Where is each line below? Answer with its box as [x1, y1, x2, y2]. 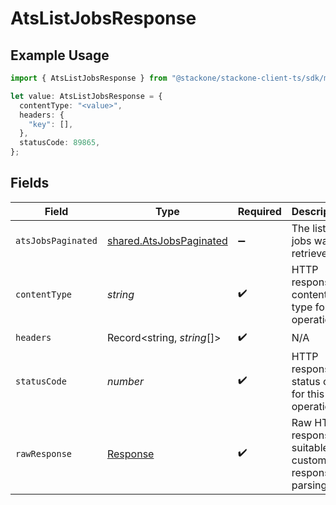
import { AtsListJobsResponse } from [10, 73, 168, 83]
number [106, 374, 144, 388]
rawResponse [15, 448, 73, 459]
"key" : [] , [28, 119, 74, 129]
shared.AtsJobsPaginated [106, 233, 228, 247]
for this [291, 387, 325, 401]
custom [291, 453, 327, 467]
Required [237, 204, 282, 218]
